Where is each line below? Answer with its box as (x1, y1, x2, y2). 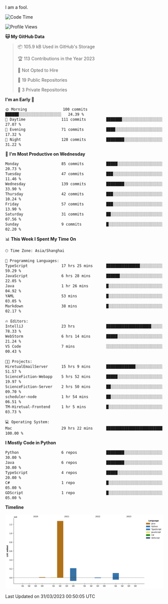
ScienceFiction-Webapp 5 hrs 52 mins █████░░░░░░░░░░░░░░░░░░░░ (5, 374, 163, 379)
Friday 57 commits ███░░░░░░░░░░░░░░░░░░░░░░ (5, 202, 163, 207)
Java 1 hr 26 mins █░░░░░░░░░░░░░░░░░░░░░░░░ (5, 284, 163, 289)
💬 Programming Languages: (5, 258, 59, 263)
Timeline (5, 504, 24, 510)
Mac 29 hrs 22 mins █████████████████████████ (5, 426, 163, 431)
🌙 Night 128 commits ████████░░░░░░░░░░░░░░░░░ (5, 137, 163, 142)
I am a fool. (5, 5, 29, 10)
